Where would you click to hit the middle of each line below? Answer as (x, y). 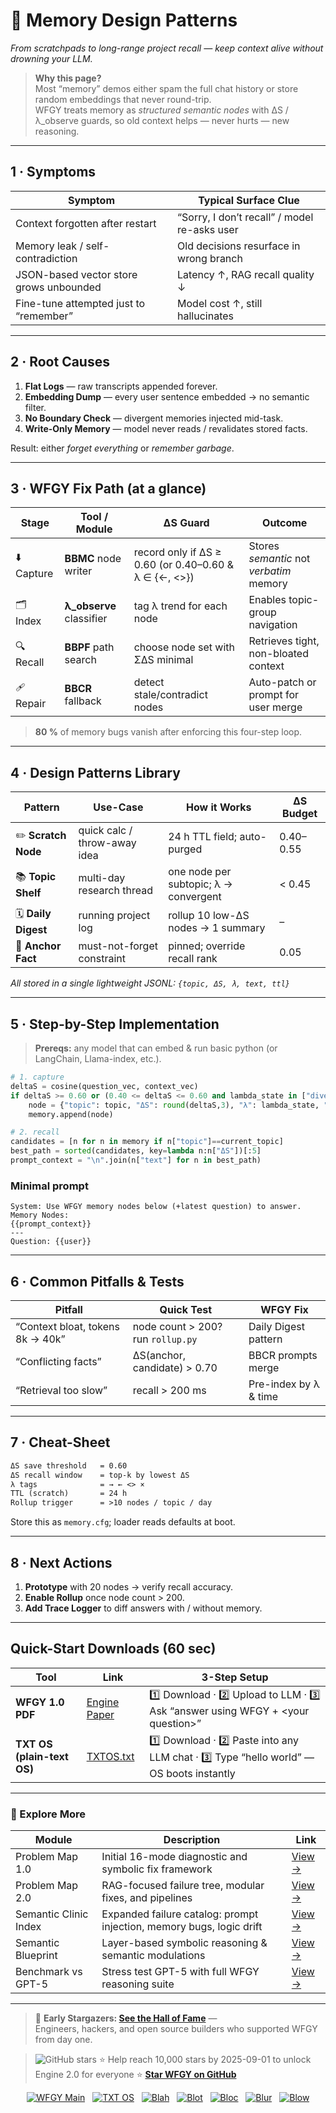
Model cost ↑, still (220, 303)
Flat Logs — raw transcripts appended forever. (121, 386)
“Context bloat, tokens (67, 1326)
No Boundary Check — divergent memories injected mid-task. (154, 418)
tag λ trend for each (180, 606)
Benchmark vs (49, 1972)
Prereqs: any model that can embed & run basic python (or (156, 1048)
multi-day (102, 878)
